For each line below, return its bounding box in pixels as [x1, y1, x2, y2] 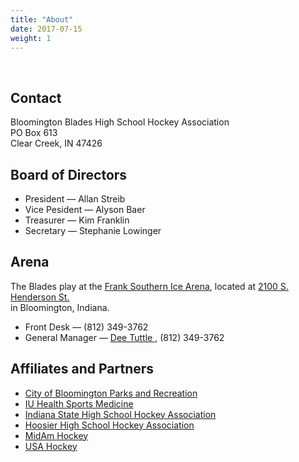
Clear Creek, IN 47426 [10, 137, 103, 150]
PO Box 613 [10, 127, 58, 139]
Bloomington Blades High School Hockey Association [10, 116, 230, 128]
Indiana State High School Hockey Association [24, 408, 217, 420]
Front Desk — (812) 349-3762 [24, 321, 149, 333]
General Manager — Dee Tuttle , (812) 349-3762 [24, 331, 225, 343]
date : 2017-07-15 [10, 24, 83, 34]
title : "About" [10, 14, 74, 25]
